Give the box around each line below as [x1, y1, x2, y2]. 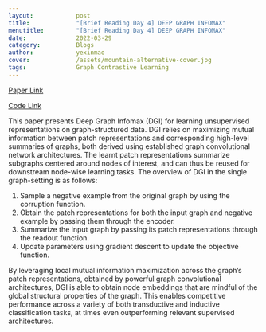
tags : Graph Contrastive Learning [8, 64, 170, 72]
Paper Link [8, 85, 44, 95]
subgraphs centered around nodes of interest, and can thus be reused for [8, 158, 250, 168]
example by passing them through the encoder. [19, 216, 175, 225]
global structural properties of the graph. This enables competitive [8, 291, 226, 300]
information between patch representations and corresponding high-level [8, 133, 249, 143]
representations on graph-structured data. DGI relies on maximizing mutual [8, 124, 255, 134]
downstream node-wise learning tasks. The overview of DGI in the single [8, 166, 248, 176]
